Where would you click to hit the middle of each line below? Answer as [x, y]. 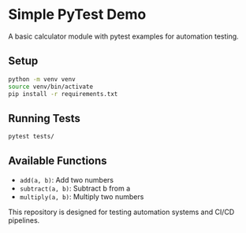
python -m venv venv [42, 79]
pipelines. [24, 220]
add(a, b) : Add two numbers [67, 179]
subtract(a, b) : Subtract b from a [75, 188]
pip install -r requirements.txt [63, 94]
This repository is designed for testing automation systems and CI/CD [121, 212]
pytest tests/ [32, 137]
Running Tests [44, 118]
